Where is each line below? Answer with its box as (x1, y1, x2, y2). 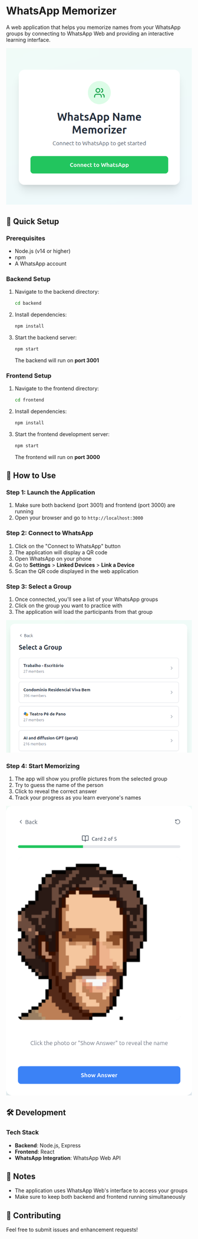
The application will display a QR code (14, 548, 108, 556)
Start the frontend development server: (14, 430, 110, 438)
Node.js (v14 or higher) (14, 247, 71, 255)
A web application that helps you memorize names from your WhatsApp (6, 24, 181, 31)
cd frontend (14, 397, 44, 403)
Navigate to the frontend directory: (14, 385, 99, 392)
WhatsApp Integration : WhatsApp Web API (14, 1154, 121, 1162)
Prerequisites (6, 234, 45, 242)
